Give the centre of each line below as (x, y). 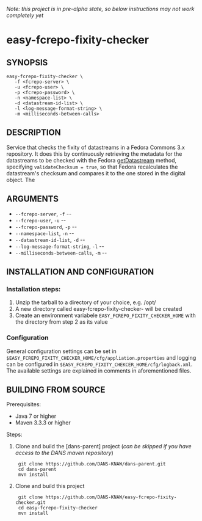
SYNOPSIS (27, 63)
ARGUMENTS (33, 199)
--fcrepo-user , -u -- (41, 220)
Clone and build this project (50, 486)
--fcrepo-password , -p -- (46, 227)
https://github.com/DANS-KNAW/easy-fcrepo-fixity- (111, 497)
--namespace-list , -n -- (45, 233)
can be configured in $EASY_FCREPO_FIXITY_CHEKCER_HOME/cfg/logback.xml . (99, 364)
